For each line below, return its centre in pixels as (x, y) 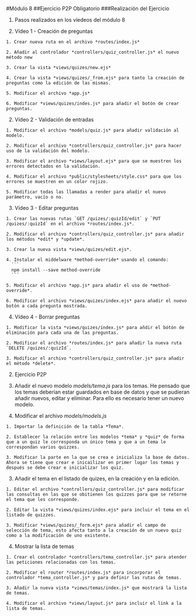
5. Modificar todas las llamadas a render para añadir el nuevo (86, 192)
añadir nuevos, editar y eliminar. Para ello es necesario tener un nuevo (99, 398)
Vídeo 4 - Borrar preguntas (47, 317)
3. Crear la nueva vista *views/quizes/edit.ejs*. (69, 249)
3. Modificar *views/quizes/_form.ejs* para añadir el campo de (86, 525)
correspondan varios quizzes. (43, 447)
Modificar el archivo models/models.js (61, 416)
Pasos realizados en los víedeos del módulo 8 (70, 20)
